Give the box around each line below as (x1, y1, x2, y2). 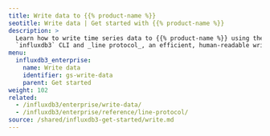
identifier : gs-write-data (22, 71, 113, 79)
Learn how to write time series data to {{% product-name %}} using (15, 34, 250, 42)
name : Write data (22, 64, 81, 72)
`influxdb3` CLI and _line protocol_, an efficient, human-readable (15, 42, 250, 50)
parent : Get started (22, 78, 92, 86)
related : (8, 94, 38, 102)
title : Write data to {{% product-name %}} (8, 11, 157, 20)
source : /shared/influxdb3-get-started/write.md (8, 116, 174, 124)
